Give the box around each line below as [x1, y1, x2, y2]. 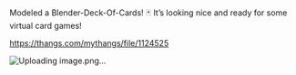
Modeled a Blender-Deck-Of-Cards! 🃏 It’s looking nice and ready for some [9, 7, 288, 18]
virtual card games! [9, 21, 82, 31]
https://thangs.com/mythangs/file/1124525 [9, 38, 169, 48]
